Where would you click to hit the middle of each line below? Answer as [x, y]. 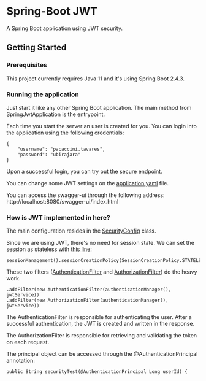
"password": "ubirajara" [49, 155]
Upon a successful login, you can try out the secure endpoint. [84, 171]
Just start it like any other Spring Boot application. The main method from [99, 107]
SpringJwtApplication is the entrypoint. [56, 114]
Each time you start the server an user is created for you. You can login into [102, 126]
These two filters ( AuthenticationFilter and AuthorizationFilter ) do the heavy [102, 272]
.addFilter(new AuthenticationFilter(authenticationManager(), [89, 290]
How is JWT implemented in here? [58, 217]
